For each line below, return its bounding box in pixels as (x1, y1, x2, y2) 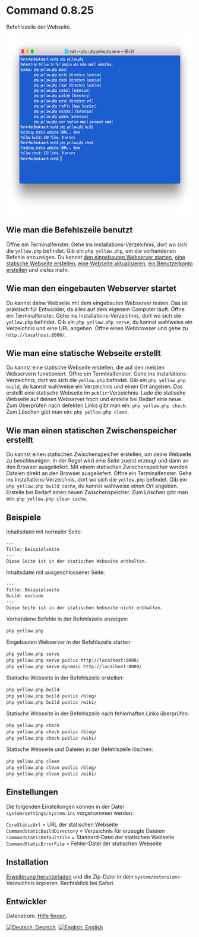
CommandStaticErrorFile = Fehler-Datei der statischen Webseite (6, 840, 162, 847)
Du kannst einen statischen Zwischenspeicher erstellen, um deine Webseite (6, 451, 192, 458)
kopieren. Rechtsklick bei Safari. (36, 879, 115, 886)
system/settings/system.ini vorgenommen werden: (6, 809, 134, 817)
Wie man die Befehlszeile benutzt (6, 225, 133, 235)
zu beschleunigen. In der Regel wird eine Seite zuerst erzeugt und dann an (6, 457, 189, 464)
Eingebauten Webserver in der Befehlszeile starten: (6, 638, 132, 646)
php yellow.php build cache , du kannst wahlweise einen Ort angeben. (6, 482, 178, 489)
